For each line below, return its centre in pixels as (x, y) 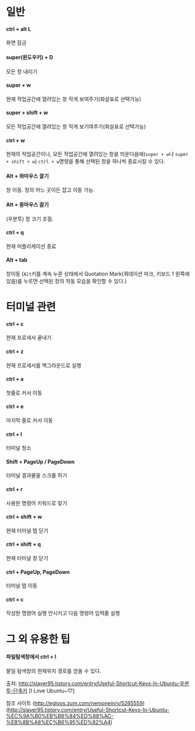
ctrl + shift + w (24, 517)
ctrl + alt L (18, 29)
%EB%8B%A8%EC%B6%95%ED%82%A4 (59, 722)
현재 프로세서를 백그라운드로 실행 (44, 365)
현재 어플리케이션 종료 (31, 246)
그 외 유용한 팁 (38, 639)
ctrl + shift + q (23, 544)
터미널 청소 (19, 448)
